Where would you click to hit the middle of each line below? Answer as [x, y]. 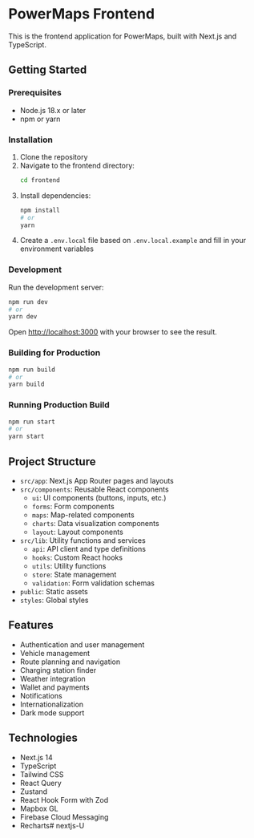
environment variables [57, 249]
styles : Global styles [54, 600]
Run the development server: [56, 287]
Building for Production [54, 353]
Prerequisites [35, 93]
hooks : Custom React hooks [77, 557]
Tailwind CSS [42, 774]
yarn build [26, 385]
